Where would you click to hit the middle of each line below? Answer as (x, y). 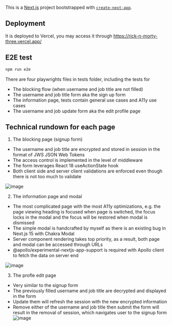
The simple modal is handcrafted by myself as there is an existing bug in (89, 228)
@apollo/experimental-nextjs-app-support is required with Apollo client (88, 250)
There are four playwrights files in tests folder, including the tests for (78, 79)
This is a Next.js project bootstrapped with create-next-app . (69, 7)
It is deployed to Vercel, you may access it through (59, 36)
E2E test (19, 58)
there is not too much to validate (47, 177)
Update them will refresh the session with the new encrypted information (90, 302)
